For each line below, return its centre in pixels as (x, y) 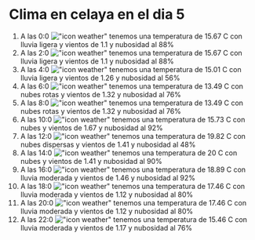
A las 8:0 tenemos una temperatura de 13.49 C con (132, 103)
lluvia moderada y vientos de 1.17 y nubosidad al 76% (106, 227)
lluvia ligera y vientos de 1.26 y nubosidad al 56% (100, 78)
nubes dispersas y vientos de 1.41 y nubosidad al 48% (108, 144)
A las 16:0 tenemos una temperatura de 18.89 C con (133, 169)
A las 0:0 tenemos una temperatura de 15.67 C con (131, 36)
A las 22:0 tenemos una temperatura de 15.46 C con (134, 219)
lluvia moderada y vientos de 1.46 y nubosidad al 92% (107, 177)
